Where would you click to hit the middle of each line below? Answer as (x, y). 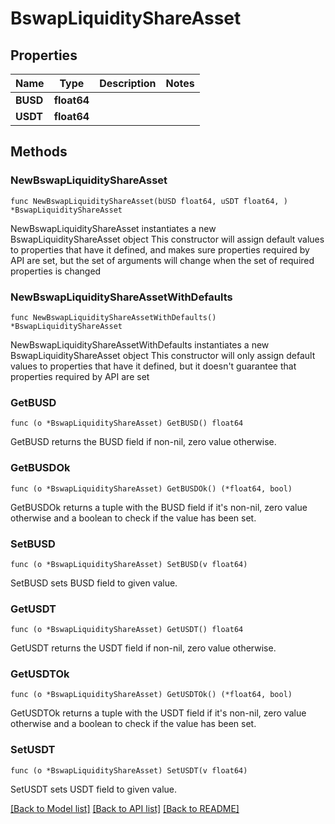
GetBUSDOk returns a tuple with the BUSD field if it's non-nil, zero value (159, 507)
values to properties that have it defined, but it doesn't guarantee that (153, 366)
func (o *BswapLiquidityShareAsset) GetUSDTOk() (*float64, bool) (151, 695)
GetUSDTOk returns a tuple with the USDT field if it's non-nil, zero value (158, 713)
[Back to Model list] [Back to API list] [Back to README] (125, 808)
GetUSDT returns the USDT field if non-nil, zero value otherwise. (143, 648)
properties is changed (56, 271)
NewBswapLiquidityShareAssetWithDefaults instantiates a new (140, 344)
